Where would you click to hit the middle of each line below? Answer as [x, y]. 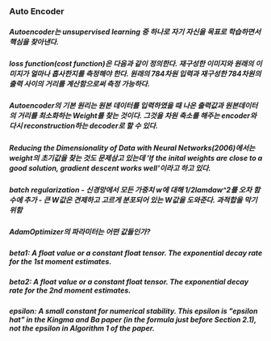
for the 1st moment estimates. [60, 261]
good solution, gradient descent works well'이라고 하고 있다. [110, 168]
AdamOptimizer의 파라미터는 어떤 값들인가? [80, 232]
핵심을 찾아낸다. [34, 41]
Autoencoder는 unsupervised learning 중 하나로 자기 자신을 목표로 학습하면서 [135, 32]
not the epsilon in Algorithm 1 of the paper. [82, 328]
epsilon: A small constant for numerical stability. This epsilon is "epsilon [133, 311]
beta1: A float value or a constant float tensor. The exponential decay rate [136, 253]
